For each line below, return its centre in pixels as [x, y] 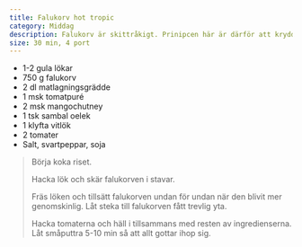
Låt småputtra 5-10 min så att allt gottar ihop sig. [121, 234]
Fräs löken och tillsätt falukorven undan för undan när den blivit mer [156, 197]
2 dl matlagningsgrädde [66, 87]
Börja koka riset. [62, 162]
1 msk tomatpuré [53, 97]
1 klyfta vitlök [47, 126]
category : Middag [42, 26]
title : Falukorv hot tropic [62, 18]
